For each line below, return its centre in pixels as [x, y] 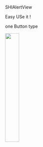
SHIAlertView [19, 7]
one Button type [21, 26]
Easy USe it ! [18, 17]
